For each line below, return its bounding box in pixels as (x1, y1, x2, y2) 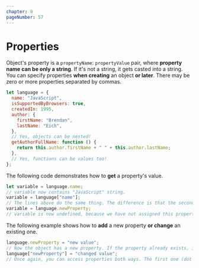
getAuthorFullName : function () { (11, 139, 97, 145)
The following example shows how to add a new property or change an (6, 222, 181, 229)
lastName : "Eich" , (17, 123, 62, 129)
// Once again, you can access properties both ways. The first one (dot (6, 256, 192, 262)
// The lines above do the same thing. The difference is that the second (6, 200, 195, 206)
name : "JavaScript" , (11, 95, 62, 101)
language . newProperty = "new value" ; (6, 240, 99, 245)
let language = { (6, 90, 49, 95)
